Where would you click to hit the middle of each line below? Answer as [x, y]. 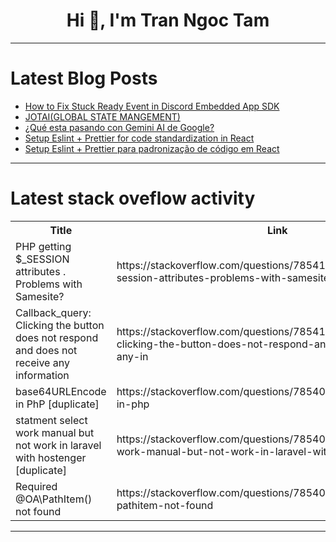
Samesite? [40, 296]
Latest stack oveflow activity [133, 198]
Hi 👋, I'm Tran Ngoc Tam [168, 20]
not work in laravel [58, 445]
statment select [51, 420]
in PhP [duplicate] [57, 404]
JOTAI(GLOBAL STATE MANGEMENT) [102, 116]
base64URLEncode [61, 391]
